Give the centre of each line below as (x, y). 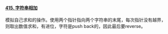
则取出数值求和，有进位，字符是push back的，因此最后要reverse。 (76, 26)
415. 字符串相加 (21, 8)
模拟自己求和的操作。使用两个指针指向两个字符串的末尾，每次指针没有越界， (86, 20)
